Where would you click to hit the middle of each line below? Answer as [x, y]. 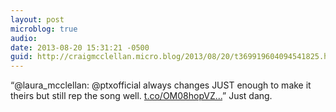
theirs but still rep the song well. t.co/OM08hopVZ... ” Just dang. [141, 96]
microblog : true [44, 29]
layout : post [37, 19]
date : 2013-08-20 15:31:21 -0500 [80, 47]
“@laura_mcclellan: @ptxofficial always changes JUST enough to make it [161, 85]
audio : [24, 38]
